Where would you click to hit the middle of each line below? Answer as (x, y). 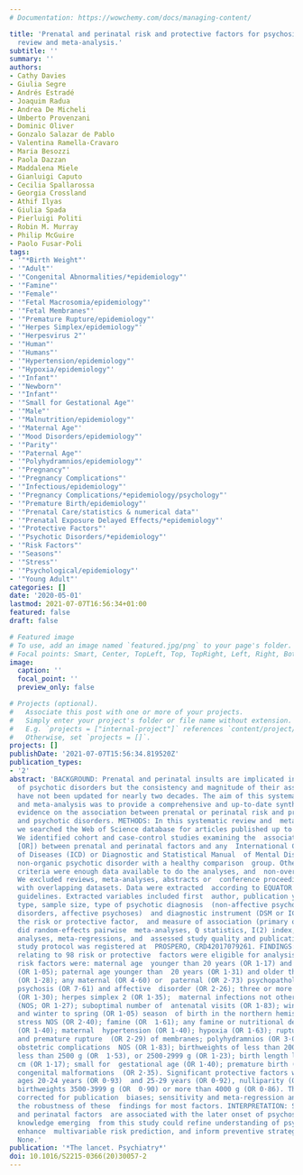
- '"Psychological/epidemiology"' (74, 570)
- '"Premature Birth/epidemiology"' (78, 503)
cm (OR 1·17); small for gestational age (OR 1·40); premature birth (153, 1064)
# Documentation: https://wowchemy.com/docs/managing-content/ (131, 18)
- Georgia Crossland (48, 193)
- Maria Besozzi (40, 151)
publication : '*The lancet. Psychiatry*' (88, 1148)
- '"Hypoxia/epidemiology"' (62, 369)
